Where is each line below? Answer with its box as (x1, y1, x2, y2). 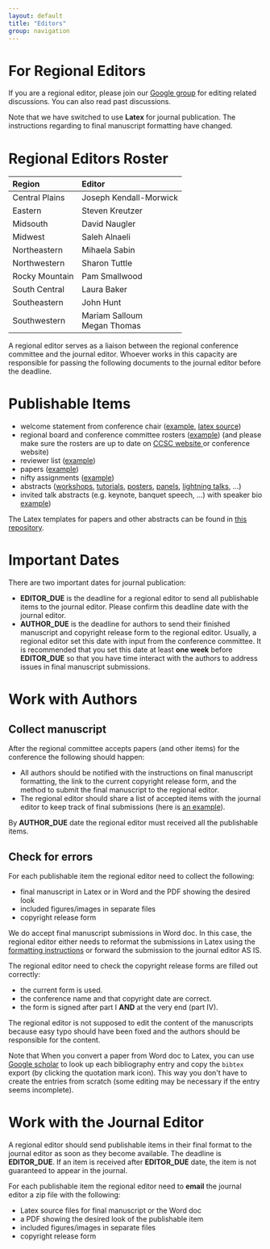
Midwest (12, 232, 45, 243)
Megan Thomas (81, 320, 141, 332)
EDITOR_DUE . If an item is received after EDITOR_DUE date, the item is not (8, 1157, 257, 1167)
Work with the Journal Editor (8, 1113, 204, 1132)
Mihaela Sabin (81, 244, 135, 256)
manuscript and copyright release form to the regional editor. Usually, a (19, 628, 257, 637)
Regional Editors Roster (8, 149, 169, 168)
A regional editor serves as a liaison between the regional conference (8, 340, 239, 351)
